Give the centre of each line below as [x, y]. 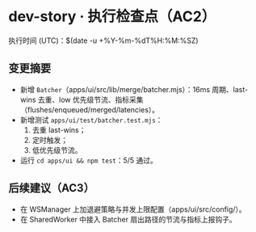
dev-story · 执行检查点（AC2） [112, 17]
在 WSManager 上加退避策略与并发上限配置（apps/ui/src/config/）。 [133, 209]
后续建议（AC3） [51, 188]
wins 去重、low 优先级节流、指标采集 [82, 99]
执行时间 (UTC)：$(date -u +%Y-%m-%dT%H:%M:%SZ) [104, 40]
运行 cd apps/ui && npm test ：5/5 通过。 [88, 160]
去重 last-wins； [59, 129]
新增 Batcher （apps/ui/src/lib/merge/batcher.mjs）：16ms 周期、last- [134, 89]
